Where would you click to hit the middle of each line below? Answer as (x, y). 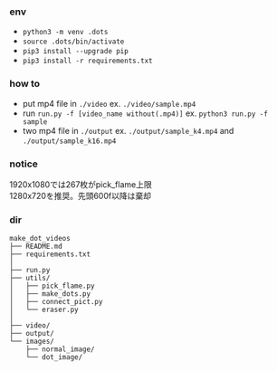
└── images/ (32, 342)
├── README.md (36, 247)
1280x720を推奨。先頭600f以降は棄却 (81, 195)
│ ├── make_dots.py (50, 294)
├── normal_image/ (60, 349)
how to (25, 84)
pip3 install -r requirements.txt (87, 61)
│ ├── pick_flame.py (52, 286)
